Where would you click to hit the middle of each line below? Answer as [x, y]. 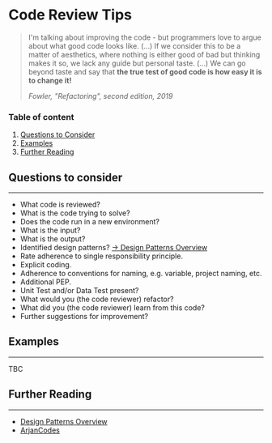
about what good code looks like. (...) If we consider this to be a [134, 45]
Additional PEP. [45, 282]
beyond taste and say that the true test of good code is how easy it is [145, 71]
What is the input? [50, 230]
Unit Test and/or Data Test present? [79, 291]
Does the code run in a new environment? [90, 222]
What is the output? [53, 239]
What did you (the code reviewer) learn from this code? [112, 308]
